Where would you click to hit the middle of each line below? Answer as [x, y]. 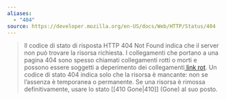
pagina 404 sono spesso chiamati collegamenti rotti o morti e [110, 60]
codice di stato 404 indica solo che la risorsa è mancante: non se [116, 75]
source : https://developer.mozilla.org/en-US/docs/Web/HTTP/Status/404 [111, 26]
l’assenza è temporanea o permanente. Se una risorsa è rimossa [114, 82]
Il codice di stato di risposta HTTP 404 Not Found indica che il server [121, 46]
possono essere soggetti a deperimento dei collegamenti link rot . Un [120, 67]
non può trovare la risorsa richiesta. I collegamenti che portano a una [121, 53]
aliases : [20, 13]
